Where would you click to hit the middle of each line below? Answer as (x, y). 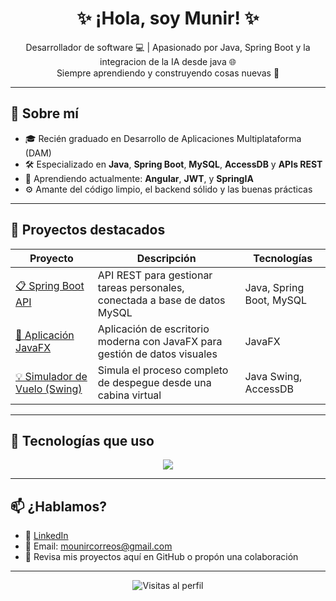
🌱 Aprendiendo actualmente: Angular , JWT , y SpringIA (139, 178)
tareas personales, (141, 287)
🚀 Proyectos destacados (88, 230)
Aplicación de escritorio (153, 329)
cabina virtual (129, 395)
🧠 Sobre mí (44, 113)
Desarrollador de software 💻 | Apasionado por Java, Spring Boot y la (168, 47)
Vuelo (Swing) (49, 389)
